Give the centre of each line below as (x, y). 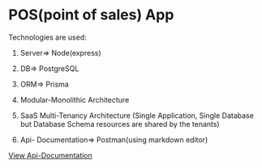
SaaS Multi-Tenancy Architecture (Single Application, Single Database (137, 115)
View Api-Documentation (51, 155)
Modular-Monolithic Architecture (75, 99)
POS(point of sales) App (91, 15)
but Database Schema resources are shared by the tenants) (120, 124)
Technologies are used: (47, 37)
